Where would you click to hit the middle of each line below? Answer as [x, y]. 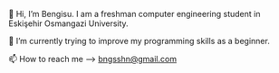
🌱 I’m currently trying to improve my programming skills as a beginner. [139, 41]
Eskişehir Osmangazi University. [68, 23]
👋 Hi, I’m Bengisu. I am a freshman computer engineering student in [135, 14]
